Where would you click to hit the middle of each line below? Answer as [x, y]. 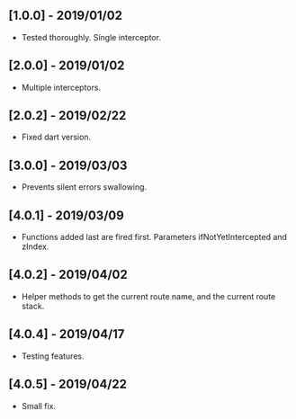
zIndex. [35, 246]
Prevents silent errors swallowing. [84, 187]
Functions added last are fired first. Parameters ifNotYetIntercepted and [154, 237]
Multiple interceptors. [61, 87]
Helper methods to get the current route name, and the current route [148, 296]
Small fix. [38, 406]
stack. [33, 306]
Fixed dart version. [56, 137]
